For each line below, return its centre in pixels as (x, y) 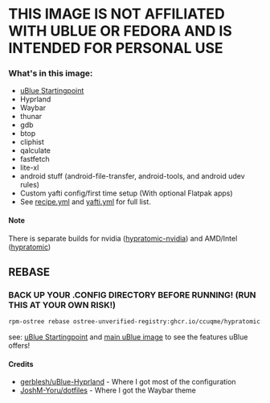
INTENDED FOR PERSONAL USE (116, 48)
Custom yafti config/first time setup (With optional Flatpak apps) (126, 193)
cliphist (32, 142)
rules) (30, 185)
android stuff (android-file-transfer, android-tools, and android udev (132, 176)
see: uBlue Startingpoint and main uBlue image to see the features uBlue (128, 337)
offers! (19, 346)
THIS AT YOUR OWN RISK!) (62, 305)
